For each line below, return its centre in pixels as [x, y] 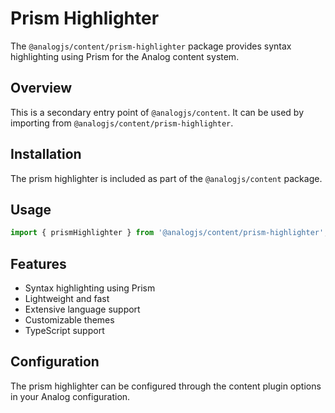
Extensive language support [82, 309]
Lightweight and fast [67, 299]
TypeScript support [64, 331]
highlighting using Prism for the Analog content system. [125, 56]
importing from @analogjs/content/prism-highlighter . [122, 123]
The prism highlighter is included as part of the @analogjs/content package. [166, 178]
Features [38, 263]
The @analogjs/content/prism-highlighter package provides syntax [151, 46]
